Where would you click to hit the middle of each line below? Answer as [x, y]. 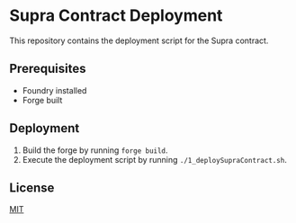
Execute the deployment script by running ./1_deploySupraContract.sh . [155, 159]
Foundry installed [54, 90]
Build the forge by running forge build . [95, 150]
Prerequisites [48, 69]
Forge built [42, 100]
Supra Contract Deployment [116, 16]
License [32, 187]
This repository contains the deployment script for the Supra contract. [139, 40]
